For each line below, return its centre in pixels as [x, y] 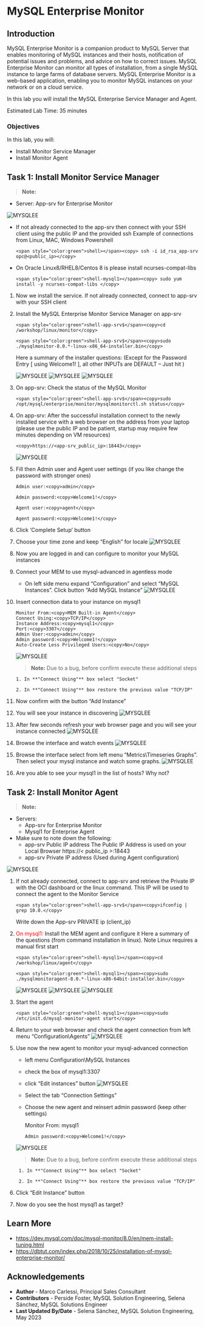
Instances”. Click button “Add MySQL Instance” [84, 590]
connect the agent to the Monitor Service [67, 894]
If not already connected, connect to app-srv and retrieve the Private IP [105, 881]
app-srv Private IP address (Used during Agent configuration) [102, 857]
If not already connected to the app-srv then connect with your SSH [101, 227]
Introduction [31, 34]
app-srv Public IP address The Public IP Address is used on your [106, 844]
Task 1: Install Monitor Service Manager [83, 177]
